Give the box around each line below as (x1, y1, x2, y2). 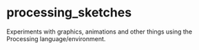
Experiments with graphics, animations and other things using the (6, 27, 193, 36)
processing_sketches (6, 5, 132, 21)
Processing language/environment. (6, 34, 106, 42)
